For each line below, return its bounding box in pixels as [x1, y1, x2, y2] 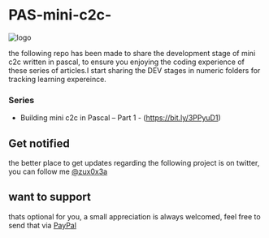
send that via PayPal [8, 220, 77, 230]
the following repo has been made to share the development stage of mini [8, 48, 256, 58]
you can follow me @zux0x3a [8, 167, 108, 176]
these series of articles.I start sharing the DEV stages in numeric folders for [8, 65, 261, 75]
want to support [8, 190, 91, 204]
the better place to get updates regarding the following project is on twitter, [8, 158, 260, 168]
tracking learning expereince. [8, 74, 107, 84]
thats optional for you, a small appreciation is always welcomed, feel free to [8, 211, 262, 221]
